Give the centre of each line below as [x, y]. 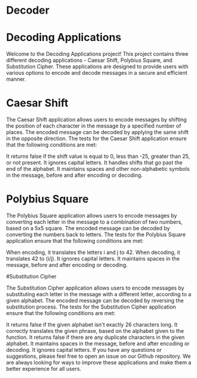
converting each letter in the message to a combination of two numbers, [94, 222]
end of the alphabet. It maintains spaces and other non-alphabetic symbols [98, 169]
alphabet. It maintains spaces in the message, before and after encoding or [98, 344]
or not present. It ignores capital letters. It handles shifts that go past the [94, 163]
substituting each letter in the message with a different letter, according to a [99, 294]
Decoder [28, 10]
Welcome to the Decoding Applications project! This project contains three [97, 54]
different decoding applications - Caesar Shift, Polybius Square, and [89, 61]
